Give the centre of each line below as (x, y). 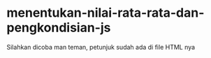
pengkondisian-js (59, 28)
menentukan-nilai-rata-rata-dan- (105, 13)
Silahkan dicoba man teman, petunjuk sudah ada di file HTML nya (101, 47)
